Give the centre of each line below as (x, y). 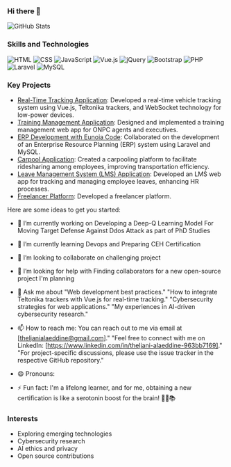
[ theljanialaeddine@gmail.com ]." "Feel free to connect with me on (111, 338)
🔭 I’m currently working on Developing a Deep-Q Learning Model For (115, 223)
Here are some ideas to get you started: (64, 209)
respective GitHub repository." (60, 360)
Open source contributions (55, 456)
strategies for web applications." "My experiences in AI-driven (106, 306)
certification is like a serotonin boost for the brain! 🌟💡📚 (96, 398)
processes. (33, 189)
